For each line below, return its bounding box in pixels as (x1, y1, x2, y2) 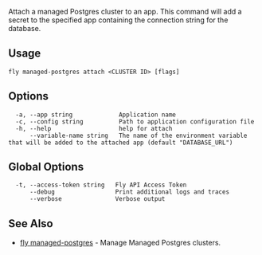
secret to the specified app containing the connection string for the (8, 15, 229, 25)
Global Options (8, 160, 84, 174)
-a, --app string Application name (15, 111, 177, 119)
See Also (8, 217, 53, 230)
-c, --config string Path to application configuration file (15, 117, 255, 126)
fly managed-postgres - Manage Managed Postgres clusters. (19, 238, 221, 248)
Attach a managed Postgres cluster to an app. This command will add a (8, 7, 242, 16)
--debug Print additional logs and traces (29, 188, 229, 196)
